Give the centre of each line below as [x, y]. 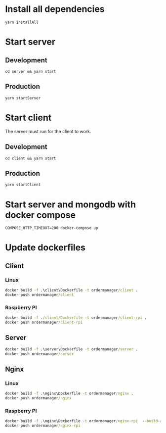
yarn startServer [23, 98]
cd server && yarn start [31, 71]
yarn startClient [23, 185]
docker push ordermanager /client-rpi [44, 323]
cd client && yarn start [31, 158]
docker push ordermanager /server [40, 354]
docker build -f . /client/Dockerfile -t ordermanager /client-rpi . [76, 318]
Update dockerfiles [45, 248]
